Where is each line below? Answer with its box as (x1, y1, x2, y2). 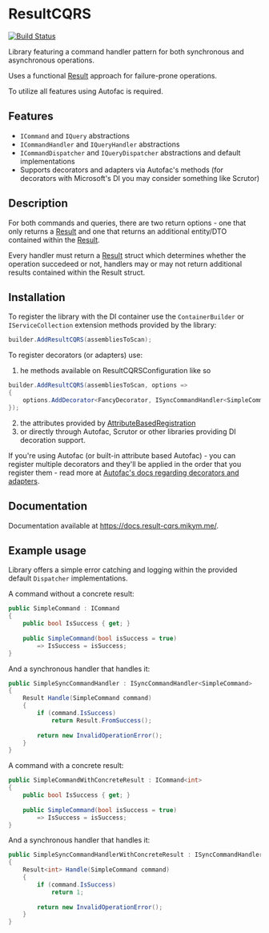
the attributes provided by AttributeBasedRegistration (19, 418, 196, 428)
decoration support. (19, 435, 86, 444)
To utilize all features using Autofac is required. (8, 86, 164, 96)
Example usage (8, 544, 86, 557)
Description (8, 197, 68, 211)
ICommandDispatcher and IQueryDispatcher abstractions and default (19, 147, 241, 157)
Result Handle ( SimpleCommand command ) (22, 694, 152, 702)
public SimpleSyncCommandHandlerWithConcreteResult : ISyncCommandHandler (8, 851, 263, 859)
